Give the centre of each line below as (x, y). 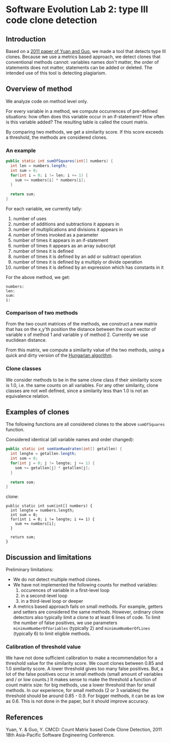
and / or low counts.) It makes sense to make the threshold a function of (81, 680)
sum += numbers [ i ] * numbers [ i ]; (50, 180)
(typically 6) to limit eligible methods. (52, 634)
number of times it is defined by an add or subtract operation (77, 257)
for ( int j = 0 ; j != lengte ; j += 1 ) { (53, 463)
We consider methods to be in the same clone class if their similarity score (84, 380)
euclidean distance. (26, 340)
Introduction (26, 39)
